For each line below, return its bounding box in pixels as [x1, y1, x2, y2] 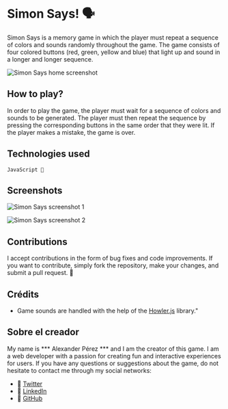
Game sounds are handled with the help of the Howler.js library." [16, 306, 199, 315]
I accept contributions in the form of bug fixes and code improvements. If [7, 254, 213, 263]
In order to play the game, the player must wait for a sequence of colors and [7, 106, 221, 114]
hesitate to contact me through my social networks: [7, 366, 152, 374]
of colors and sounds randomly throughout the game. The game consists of [7, 40, 220, 49]
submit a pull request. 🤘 [7, 269, 74, 277]
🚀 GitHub [16, 394, 43, 402]
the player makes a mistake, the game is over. [7, 128, 136, 136]
